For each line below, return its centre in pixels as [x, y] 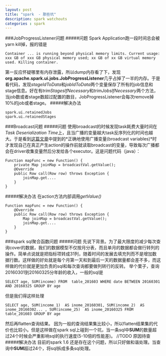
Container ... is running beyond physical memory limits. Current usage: [83, 54]
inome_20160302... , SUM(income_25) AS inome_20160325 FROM [69, 310]
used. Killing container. [32, 62]
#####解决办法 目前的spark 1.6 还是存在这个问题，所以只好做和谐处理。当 [81, 342]
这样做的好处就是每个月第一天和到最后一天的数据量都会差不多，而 [89, 260]
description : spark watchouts [36, 19]
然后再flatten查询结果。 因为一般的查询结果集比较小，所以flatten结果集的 [79, 324]
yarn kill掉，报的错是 [26, 44]
